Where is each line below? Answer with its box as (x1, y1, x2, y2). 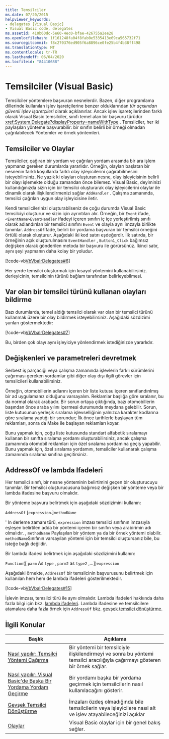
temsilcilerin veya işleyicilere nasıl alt (68, 705, 156, 712)
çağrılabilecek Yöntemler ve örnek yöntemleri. (5, 130, 101, 136)
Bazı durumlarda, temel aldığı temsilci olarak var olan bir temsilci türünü (5, 309, 153, 315)
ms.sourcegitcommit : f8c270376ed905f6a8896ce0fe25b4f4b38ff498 (5, 40, 141, 45)
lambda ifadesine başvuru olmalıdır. (5, 490, 79, 496)
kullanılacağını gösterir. (68, 687, 124, 694)
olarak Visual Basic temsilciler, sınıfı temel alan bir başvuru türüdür (5, 114, 143, 120)
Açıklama (104, 635, 127, 643)
